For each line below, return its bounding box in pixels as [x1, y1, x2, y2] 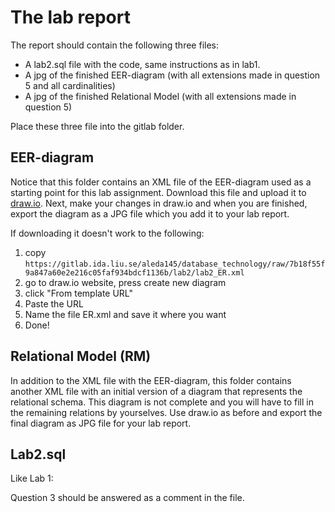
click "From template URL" [24, 287, 134, 299]
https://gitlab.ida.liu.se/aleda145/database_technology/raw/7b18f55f [24, 259, 326, 269]
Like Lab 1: [10, 472, 54, 485]
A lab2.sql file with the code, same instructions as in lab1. [24, 58, 261, 70]
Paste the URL [24, 297, 84, 310]
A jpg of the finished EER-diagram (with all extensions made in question [24, 69, 321, 81]
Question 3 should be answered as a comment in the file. [10, 492, 245, 504]
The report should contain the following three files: [10, 39, 219, 51]
